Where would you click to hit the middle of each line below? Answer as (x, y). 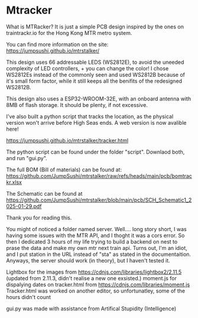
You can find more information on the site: (57, 44)
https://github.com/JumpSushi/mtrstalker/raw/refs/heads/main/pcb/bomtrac (99, 176)
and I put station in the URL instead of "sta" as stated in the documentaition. (98, 254)
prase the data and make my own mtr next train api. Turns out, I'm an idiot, (97, 248)
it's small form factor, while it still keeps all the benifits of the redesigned (94, 81)
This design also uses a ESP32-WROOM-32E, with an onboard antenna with (98, 99)
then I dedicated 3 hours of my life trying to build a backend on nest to (92, 241)
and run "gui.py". (27, 158)
